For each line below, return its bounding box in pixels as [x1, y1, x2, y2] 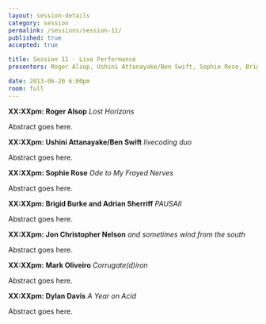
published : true [8, 33, 62, 42]
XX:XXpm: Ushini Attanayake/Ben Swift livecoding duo [8, 137, 192, 147]
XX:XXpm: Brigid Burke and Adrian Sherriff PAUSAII [8, 199, 182, 208]
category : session [8, 19, 69, 27]
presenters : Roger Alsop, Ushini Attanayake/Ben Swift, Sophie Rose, [8, 63, 243, 71]
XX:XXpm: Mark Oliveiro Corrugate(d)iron [8, 260, 148, 270]
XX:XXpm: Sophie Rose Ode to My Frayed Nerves [8, 168, 174, 177]
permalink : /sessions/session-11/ [8, 26, 123, 34]
